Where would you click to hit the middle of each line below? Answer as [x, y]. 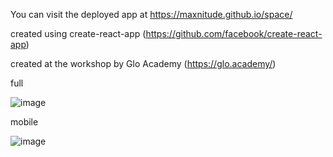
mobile [24, 122]
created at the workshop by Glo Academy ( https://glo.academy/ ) [143, 63]
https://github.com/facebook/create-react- [234, 33]
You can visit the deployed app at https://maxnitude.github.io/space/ [151, 14]
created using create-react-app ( [78, 33]
